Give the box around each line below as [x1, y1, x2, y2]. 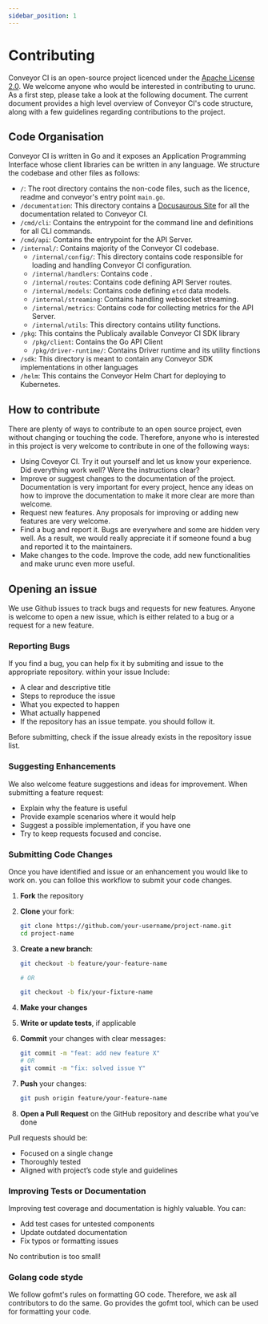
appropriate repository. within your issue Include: [8, 667, 170, 677]
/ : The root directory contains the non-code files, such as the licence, [19, 184, 250, 193]
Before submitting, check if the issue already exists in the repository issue [8, 733, 252, 742]
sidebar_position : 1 [8, 11, 78, 20]
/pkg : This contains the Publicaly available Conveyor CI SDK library [19, 329, 240, 338]
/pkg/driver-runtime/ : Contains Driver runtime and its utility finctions [31, 345, 261, 355]
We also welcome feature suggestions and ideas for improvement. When [8, 779, 248, 789]
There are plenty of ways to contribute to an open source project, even [8, 424, 242, 434]
